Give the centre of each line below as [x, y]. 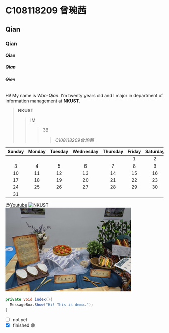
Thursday [113, 152]
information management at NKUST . [43, 101]
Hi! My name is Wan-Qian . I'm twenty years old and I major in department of [84, 95]
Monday [37, 152]
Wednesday [86, 152]
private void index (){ [29, 300]
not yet [20, 319]
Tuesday [59, 152]
